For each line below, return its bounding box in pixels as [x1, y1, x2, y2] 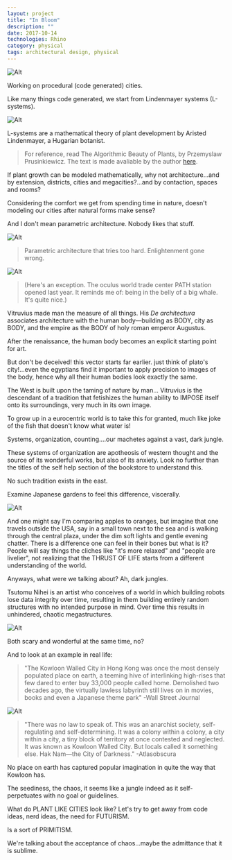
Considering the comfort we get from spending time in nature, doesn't [7, 198, 207, 207]
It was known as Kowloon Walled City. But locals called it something [24, 742, 218, 750]
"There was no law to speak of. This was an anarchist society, [24, 720, 201, 728]
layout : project [7, 10, 54, 17]
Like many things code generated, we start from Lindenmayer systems [7, 94, 209, 103]
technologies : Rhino [7, 36, 67, 43]
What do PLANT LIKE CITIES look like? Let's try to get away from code [7, 805, 208, 813]
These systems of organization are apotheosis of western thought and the [7, 448, 219, 456]
